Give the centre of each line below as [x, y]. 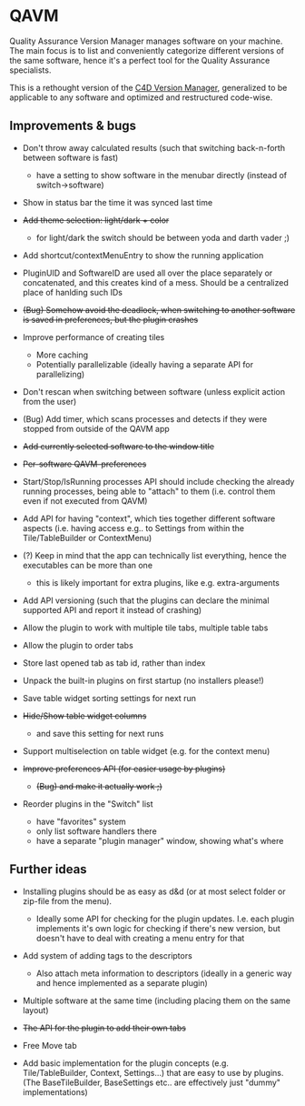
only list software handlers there [96, 831]
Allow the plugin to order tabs [78, 645]
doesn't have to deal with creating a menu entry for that [140, 938]
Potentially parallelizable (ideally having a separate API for [145, 364]
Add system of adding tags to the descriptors [107, 955]
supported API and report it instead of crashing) [112, 609]
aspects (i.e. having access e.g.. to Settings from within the [133, 528]
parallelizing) [60, 374]
